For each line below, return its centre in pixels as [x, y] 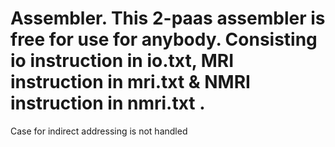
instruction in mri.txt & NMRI [130, 82]
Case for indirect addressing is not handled [99, 131]
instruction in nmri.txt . [108, 103]
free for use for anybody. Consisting [164, 39]
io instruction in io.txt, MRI [122, 61]
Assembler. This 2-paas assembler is [168, 18]
